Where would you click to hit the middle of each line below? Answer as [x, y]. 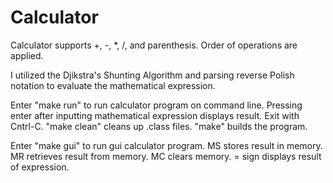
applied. [27, 55]
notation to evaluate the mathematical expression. [113, 85]
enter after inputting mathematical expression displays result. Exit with [155, 115]
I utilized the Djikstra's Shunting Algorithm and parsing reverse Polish [152, 75]
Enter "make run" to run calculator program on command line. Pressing [156, 105]
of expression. [40, 167]
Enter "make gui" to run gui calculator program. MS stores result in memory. [166, 145]
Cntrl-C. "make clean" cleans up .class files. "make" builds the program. [159, 126]
